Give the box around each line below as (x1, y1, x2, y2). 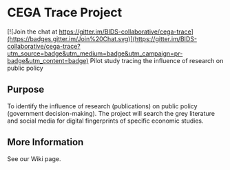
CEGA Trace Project (7, 5, 123, 21)
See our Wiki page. (7, 154, 61, 162)
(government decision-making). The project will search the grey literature (7, 109, 216, 117)
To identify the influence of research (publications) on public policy (7, 101, 198, 110)
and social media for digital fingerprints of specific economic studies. (7, 117, 204, 125)
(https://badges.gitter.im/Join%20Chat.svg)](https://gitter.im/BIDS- (7, 34, 198, 42)
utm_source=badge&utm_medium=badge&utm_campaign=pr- (7, 49, 183, 58)
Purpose (7, 84, 45, 95)
